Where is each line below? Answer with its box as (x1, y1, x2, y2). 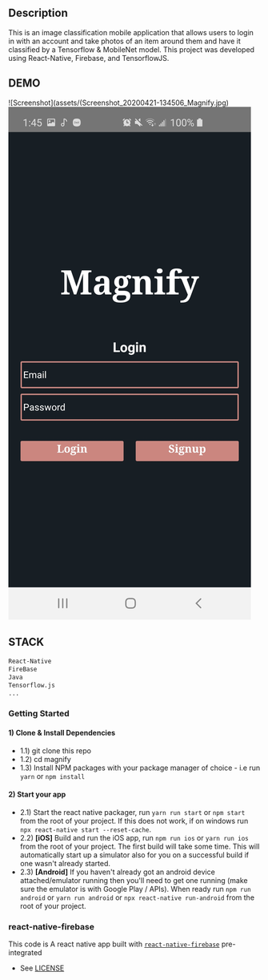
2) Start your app (8, 789, 66, 800)
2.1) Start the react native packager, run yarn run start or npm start (19, 807, 246, 817)
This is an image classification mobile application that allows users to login (8, 27, 254, 37)
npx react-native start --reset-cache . (19, 825, 152, 834)
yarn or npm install (19, 771, 86, 780)
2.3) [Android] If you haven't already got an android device (19, 867, 216, 877)
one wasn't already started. (19, 858, 110, 868)
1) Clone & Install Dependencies (8, 728, 116, 737)
